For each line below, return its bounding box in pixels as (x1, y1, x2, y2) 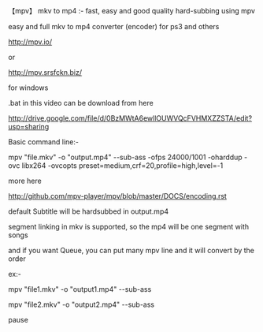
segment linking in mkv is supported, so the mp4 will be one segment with (8, 222, 250, 231)
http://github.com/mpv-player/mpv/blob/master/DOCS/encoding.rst (8, 192, 227, 200)
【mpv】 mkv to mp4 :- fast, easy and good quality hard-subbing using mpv (8, 6, 256, 15)
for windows (8, 83, 49, 92)
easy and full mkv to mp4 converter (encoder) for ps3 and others (8, 22, 220, 31)
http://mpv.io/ (8, 37, 53, 47)
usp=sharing (8, 122, 50, 131)
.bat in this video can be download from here (8, 99, 154, 107)
